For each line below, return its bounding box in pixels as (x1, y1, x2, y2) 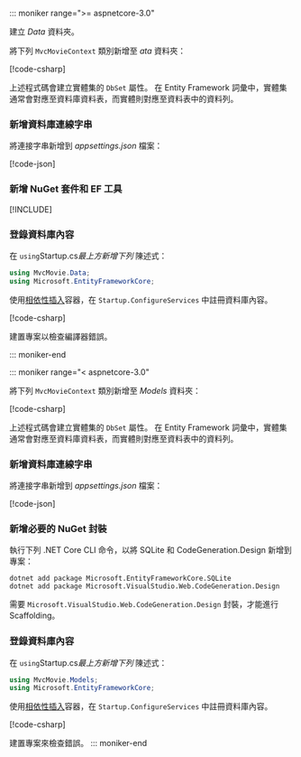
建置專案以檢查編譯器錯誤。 (9, 331, 113, 341)
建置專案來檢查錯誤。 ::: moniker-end (9, 738, 147, 749)
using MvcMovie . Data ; (9, 268, 91, 277)
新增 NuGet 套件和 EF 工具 (9, 182, 123, 195)
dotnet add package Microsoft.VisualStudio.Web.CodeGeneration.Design (9, 582, 280, 591)
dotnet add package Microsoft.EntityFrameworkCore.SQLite (9, 574, 232, 584)
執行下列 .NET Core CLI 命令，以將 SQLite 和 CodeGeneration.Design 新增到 (9, 545, 292, 556)
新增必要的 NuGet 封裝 (9, 522, 107, 535)
